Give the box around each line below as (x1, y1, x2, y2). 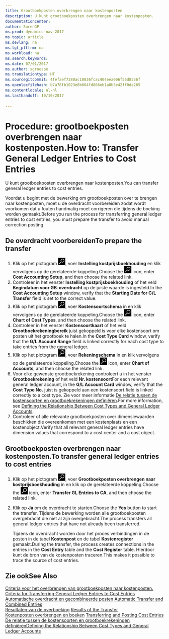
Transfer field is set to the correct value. (12, 295, 97, 301)
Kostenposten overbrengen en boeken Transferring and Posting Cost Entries (5, 612, 164, 618)
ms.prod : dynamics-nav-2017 (5, 29, 64, 35)
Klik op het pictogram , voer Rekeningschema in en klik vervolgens (12, 352, 159, 358)
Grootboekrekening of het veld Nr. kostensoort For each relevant (12, 376, 148, 382)
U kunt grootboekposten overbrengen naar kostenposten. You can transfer (5, 180, 159, 186)
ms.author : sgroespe (5, 66, 49, 71)
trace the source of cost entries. (12, 557, 79, 564)
